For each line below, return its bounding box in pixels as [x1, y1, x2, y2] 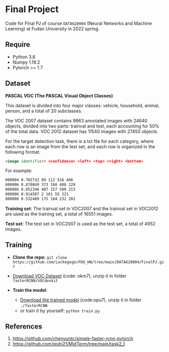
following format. [5, 149, 41, 155]
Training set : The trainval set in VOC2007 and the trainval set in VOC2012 [5, 205, 158, 211]
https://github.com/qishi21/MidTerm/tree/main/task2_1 [12, 341, 125, 347]
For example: [5, 168, 33, 174]
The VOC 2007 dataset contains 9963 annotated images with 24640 [5, 117, 148, 123]
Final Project [5, 4, 59, 15]
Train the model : [12, 287, 48, 293]
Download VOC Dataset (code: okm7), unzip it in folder [12, 273, 127, 279]
